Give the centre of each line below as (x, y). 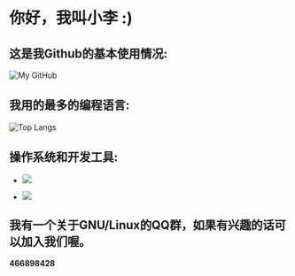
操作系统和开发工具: (64, 157)
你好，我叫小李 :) (71, 18)
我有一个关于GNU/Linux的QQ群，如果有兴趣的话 (142, 225)
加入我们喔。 (56, 242)
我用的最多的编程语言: (70, 106)
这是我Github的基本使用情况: (89, 54)
